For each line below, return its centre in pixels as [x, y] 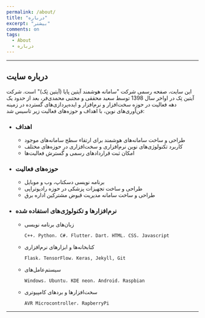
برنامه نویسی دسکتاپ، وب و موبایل [64, 182]
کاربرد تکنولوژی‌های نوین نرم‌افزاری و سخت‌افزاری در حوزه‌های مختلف [103, 146]
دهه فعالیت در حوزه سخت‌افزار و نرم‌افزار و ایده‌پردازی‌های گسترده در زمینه [92, 104]
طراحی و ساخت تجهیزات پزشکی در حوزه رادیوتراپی [83, 189]
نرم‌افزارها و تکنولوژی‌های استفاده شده [66, 211]
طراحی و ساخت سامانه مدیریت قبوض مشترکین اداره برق [90, 195]
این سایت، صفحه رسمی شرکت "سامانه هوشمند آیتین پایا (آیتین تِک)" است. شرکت [99, 91]
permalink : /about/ [31, 12]
